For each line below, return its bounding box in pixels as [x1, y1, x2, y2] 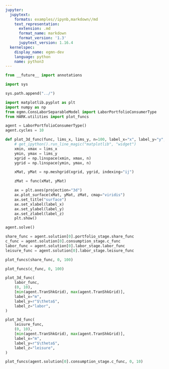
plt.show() [14, 216, 37, 221]
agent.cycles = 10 [5, 128, 44, 133]
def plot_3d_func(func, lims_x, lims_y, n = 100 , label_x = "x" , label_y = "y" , [5, 137, 166, 142]
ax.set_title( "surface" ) [14, 197, 67, 202]
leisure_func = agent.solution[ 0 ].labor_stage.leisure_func [5, 248, 135, 253]
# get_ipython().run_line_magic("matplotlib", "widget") [14, 142, 137, 147]
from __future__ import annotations [5, 73, 82, 78]
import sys [5, 82, 28, 87]
